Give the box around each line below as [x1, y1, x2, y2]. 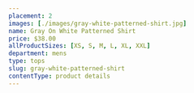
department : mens [8, 49, 67, 57]
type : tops [8, 57, 45, 66]
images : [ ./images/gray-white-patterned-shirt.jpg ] [8, 19, 187, 27]
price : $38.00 [8, 34, 57, 43]
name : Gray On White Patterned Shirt [8, 27, 136, 35]
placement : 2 [8, 11, 53, 20]
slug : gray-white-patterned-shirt [8, 65, 126, 73]
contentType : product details [8, 72, 111, 80]
